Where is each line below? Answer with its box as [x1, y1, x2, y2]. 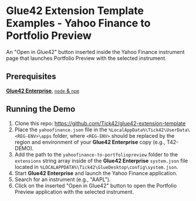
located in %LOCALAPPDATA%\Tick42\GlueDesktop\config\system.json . [14, 163, 178, 171]
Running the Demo [6, 104, 76, 114]
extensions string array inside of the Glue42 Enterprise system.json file [14, 157, 188, 164]
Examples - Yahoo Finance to [6, 16, 151, 30]
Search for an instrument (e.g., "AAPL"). [14, 176, 111, 183]
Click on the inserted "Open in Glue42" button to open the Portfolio [14, 182, 177, 189]
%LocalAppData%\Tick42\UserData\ [108, 127, 191, 133]
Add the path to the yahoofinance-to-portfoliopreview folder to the [14, 151, 178, 158]
